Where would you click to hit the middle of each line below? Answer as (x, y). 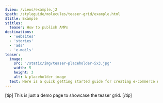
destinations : (19, 32)
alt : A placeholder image (40, 77)
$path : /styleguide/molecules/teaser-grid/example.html (63, 14)
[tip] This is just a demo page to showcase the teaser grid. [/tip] (69, 95)
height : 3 (24, 73)
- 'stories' (22, 41)
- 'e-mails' (22, 50)
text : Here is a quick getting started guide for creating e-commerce (82, 81)
